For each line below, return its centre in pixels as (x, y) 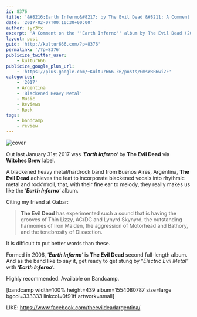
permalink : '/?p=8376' (34, 50)
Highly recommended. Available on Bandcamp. (63, 279)
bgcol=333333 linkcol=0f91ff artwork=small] (60, 296)
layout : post (22, 39)
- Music (26, 99)
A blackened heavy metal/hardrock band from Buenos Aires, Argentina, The (98, 172)
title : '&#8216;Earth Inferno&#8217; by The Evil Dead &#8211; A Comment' (99, 17)
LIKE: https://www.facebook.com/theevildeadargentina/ (73, 308)
